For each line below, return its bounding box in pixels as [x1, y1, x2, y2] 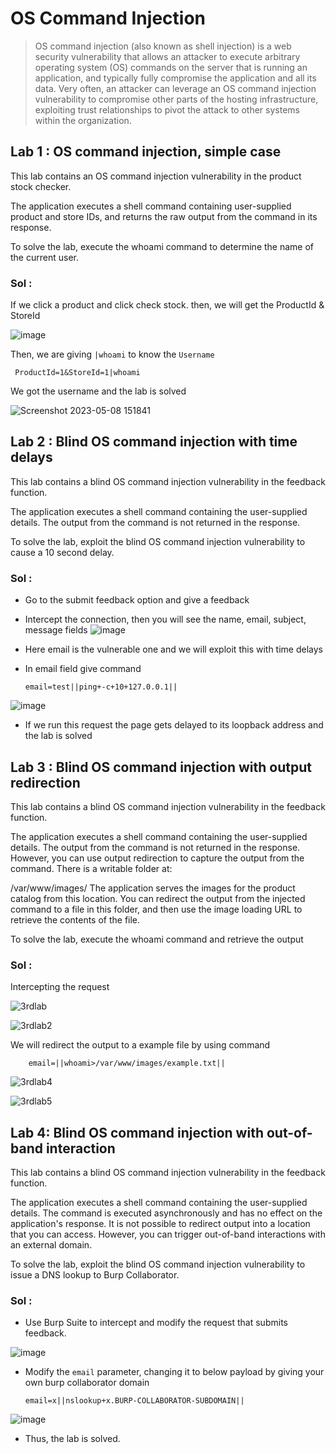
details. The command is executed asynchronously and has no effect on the [10, 1207, 323, 1219]
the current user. [10, 251, 79, 263]
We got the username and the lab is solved [10, 385, 187, 397]
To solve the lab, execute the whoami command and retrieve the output [10, 933, 304, 945]
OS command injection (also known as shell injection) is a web [34, 40, 292, 52]
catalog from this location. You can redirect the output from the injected [10, 892, 306, 904]
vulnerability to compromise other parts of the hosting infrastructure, [34, 93, 319, 105]
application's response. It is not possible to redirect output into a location [10, 1218, 311, 1230]
